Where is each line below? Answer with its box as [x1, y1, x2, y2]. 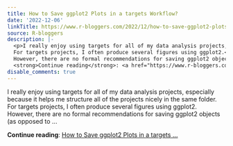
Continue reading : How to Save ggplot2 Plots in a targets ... [7, 130, 178, 139]
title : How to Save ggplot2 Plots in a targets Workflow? [7, 10, 178, 17]
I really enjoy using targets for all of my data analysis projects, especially [7, 88, 215, 96]
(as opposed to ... [7, 117, 58, 125]
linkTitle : [7, 23, 39, 30]
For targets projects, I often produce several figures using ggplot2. [7, 102, 198, 111]
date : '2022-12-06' [7, 17, 64, 24]
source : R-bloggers [7, 29, 64, 37]
